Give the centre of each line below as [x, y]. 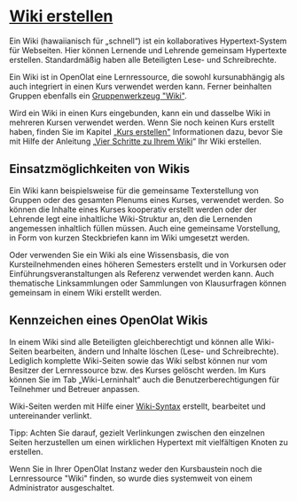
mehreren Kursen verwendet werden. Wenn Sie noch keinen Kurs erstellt [142, 122]
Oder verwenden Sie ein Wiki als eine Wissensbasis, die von [119, 255]
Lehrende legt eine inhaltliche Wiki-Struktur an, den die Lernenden [131, 218]
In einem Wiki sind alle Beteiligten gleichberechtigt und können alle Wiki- [142, 341]
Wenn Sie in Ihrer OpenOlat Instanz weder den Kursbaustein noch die [136, 468]
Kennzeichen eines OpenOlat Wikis [109, 321]
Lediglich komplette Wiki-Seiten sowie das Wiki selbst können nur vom [138, 360]
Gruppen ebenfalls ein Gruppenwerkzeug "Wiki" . [98, 96]
